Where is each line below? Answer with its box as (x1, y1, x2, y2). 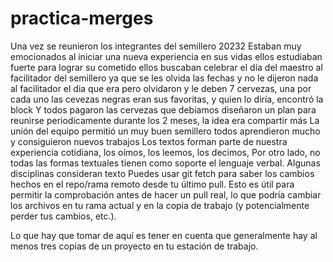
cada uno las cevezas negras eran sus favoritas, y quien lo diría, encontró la (10, 93, 324, 105)
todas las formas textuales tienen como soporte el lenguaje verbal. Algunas (10, 157, 321, 169)
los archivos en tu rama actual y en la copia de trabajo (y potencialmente (10, 199, 310, 211)
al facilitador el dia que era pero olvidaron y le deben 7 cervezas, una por (10, 82, 312, 94)
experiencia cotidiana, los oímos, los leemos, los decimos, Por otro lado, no (10, 146, 321, 158)
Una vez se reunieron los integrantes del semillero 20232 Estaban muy (10, 40, 302, 52)
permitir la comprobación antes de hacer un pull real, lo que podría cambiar (10, 188, 322, 201)
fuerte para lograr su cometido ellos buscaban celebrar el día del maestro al (10, 61, 323, 73)
